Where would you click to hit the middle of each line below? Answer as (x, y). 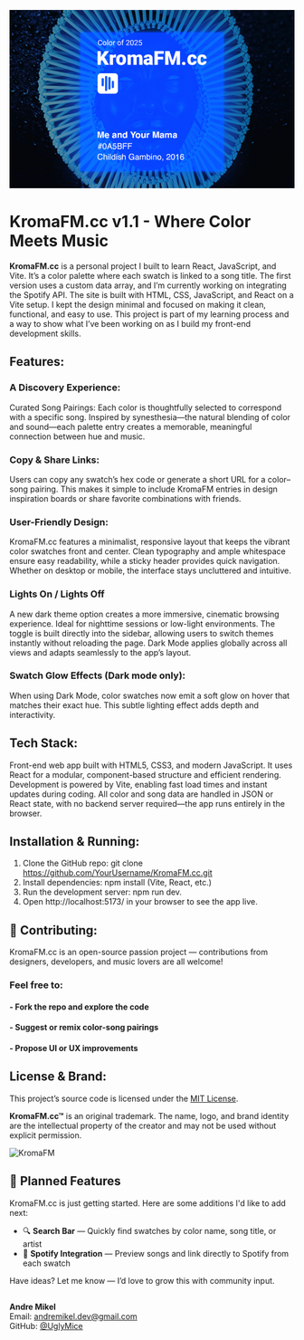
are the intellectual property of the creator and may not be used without (143, 1125)
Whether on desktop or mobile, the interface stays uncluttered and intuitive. (150, 570)
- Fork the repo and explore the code (79, 1007)
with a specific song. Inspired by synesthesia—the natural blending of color (150, 416)
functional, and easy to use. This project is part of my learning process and (149, 314)
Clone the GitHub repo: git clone (82, 863)
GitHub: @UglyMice (46, 1326)
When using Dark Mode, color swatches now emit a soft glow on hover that (150, 695)
